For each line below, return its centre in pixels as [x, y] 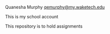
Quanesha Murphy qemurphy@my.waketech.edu [55, 7]
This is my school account [32, 17]
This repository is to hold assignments [44, 26]
